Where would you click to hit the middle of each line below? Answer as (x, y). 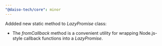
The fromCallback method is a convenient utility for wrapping (75, 33)
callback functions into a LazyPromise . (63, 38)
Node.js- (148, 33)
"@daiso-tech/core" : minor (33, 10)
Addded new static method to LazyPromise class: (56, 23)
